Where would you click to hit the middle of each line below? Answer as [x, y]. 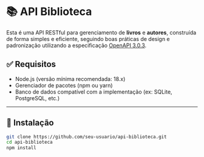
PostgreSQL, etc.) [37, 98]
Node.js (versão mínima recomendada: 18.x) [70, 78]
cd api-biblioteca [29, 143]
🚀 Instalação [30, 123]
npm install [21, 148]
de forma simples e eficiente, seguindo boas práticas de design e [88, 39]
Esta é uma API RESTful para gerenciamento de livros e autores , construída [101, 32]
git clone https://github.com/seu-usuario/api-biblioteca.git [87, 136]
